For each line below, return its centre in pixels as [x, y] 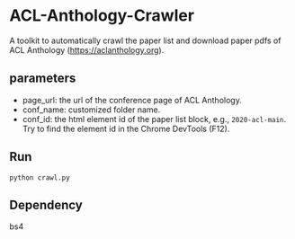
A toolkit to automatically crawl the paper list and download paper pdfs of [145, 40]
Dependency [46, 204]
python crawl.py [40, 177]
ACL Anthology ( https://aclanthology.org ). [87, 49]
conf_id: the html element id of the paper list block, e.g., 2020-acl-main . [154, 119]
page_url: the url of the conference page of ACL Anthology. [132, 100]
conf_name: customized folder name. [91, 110]
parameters [43, 79]
